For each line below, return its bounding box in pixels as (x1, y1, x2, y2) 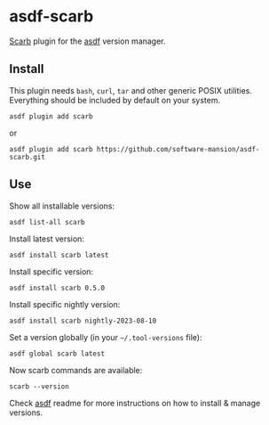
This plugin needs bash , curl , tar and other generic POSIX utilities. (9, 85, 253, 95)
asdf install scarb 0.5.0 (9, 283, 105, 292)
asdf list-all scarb (9, 217, 86, 226)
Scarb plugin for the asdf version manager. (9, 36, 166, 46)
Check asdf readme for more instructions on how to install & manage (9, 397, 261, 408)
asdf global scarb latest (9, 349, 105, 358)
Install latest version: (9, 233, 84, 244)
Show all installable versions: (9, 200, 115, 211)
